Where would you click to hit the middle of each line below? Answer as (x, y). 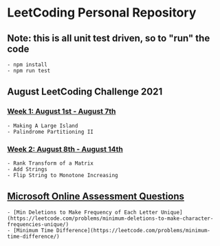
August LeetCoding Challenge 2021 (85, 92)
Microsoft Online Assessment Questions (96, 197)
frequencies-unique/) (38, 224)
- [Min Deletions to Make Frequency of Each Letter (82, 212)
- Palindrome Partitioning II (51, 132)
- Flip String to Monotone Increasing (63, 175)
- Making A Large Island (43, 125)
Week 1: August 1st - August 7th (62, 112)
